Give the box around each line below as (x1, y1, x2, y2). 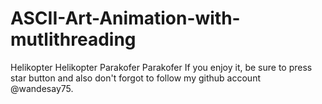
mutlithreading (10, 28, 137, 51)
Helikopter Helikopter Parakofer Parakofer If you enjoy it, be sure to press (10, 61, 313, 73)
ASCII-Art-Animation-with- (10, 7, 241, 30)
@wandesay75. (10, 82, 74, 94)
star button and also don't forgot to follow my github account (10, 72, 261, 84)
